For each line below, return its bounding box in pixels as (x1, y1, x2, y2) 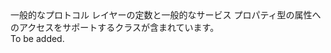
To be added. (10, 33, 65, 44)
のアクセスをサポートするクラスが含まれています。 (10, 22, 220, 33)
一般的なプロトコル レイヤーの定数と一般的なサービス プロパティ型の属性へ (10, 9, 322, 21)
